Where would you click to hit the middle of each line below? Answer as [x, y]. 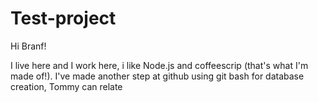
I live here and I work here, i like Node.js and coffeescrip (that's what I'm [159, 65]
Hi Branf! [28, 46]
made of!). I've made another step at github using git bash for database [157, 76]
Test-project [63, 18]
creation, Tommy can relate [66, 86]
